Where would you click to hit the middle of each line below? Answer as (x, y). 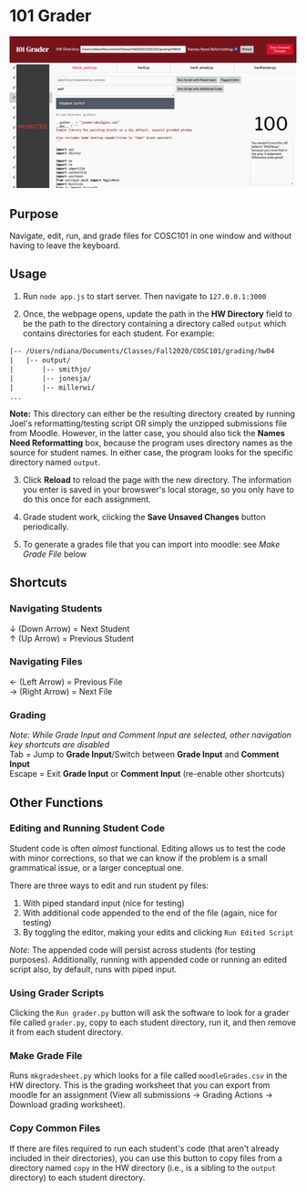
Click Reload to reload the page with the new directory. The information (157, 479)
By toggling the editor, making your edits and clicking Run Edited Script (158, 932)
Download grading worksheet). (67, 1104)
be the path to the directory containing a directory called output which (154, 323)
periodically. (46, 527)
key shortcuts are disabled (60, 745)
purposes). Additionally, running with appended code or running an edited (148, 959)
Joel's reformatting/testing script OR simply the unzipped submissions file (148, 423)
